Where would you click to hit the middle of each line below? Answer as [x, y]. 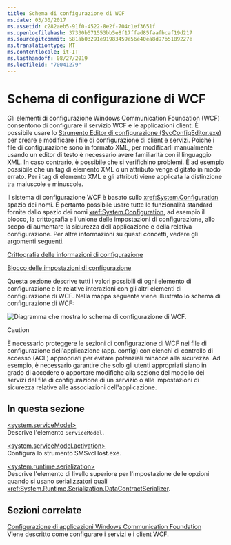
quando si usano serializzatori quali [58, 481]
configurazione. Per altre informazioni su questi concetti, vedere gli [103, 234]
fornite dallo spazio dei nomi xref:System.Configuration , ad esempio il [106, 212]
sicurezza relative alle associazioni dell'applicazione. [82, 387]
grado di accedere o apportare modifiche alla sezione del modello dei [106, 372]
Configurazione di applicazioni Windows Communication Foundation [104, 527]
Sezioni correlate [44, 510]
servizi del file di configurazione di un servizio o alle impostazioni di [103, 380]
